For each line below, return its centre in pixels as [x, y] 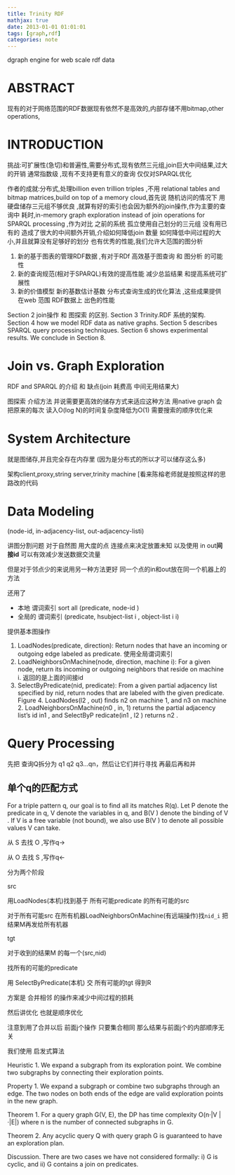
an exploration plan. [36, 1143]
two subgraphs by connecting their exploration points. [86, 1072]
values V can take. [34, 828]
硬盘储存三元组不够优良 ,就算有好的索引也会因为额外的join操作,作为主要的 [113, 206]
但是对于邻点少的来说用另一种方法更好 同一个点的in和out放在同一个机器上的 [117, 569]
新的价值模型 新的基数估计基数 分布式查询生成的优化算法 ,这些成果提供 [119, 291]
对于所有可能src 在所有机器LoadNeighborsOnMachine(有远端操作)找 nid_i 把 [118, 915]
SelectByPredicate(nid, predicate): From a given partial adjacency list [117, 685]
